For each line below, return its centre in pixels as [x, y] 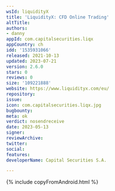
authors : [17, 28]
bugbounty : [19, 111]
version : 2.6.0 [25, 67]
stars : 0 [17, 72]
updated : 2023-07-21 [32, 61]
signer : [16, 133]
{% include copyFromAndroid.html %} [52, 182]
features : [18, 154]
